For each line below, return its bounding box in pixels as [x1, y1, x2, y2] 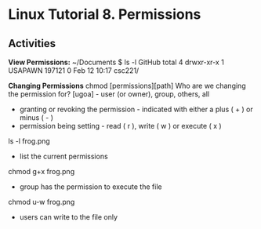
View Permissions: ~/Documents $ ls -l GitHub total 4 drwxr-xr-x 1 [8, 57, 225, 67]
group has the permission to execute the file [19, 182, 162, 191]
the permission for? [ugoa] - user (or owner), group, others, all [8, 89, 210, 99]
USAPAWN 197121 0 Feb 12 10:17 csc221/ [8, 66, 140, 75]
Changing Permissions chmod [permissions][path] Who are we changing [8, 81, 246, 90]
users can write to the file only [19, 213, 118, 221]
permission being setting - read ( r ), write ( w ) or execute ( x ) [19, 122, 222, 130]
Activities [8, 37, 56, 50]
